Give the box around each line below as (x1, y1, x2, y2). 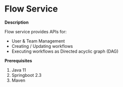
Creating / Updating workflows (11, 43, 73, 49)
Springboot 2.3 (11, 72, 42, 78)
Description (4, 19, 29, 25)
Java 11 (11, 67, 26, 73)
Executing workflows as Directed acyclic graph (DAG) (11, 48, 119, 54)
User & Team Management (11, 38, 65, 44)
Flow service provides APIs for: (4, 29, 67, 34)
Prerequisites (4, 58, 32, 63)
